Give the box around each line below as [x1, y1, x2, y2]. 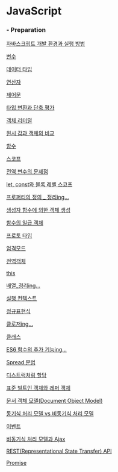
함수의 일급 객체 [6, 219, 44, 226]
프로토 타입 [6, 232, 33, 239]
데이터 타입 [6, 66, 33, 73]
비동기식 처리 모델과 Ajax [6, 435, 66, 443]
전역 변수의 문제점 [6, 168, 48, 175]
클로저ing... [6, 320, 33, 328]
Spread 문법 [6, 359, 36, 366]
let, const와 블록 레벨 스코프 [6, 181, 73, 188]
